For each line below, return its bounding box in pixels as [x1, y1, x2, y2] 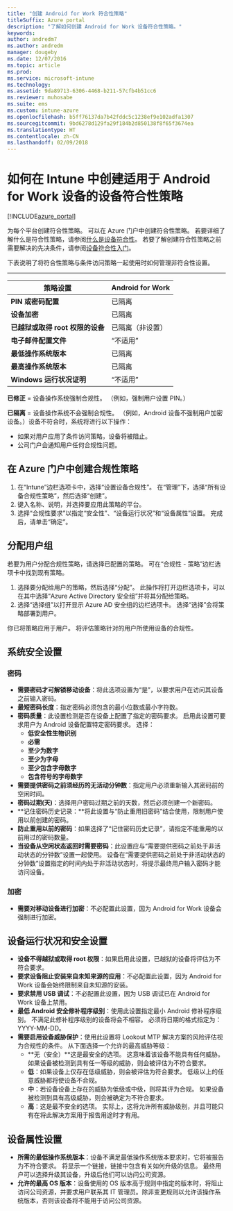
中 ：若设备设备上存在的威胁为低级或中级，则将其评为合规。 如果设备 [27, 1085, 224, 1094]
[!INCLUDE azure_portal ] [7, 212, 76, 221]
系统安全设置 [7, 646, 62, 658]
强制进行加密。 [17, 912, 60, 921]
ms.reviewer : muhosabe [7, 94, 73, 101]
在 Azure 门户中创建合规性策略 [7, 463, 139, 475]
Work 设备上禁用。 [17, 998, 71, 1007]
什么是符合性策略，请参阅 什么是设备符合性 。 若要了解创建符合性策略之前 [12, 235, 222, 244]
